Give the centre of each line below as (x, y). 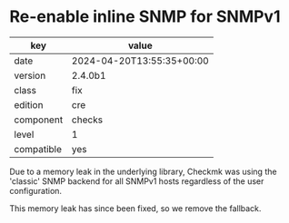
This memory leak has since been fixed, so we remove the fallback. (135, 208)
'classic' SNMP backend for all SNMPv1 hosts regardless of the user (137, 181)
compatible (38, 149)
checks (87, 120)
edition (29, 104)
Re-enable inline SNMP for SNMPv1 (145, 17)
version (30, 75)
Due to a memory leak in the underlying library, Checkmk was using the (143, 171)
